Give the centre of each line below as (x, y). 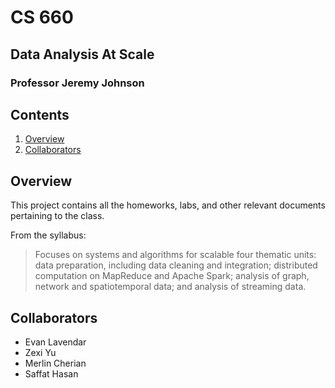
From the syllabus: (48, 235)
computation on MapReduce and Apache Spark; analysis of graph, (172, 276)
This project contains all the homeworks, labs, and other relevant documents (168, 205)
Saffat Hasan (51, 373)
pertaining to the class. (57, 216)
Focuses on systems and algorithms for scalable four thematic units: (175, 255)
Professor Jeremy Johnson (77, 83)
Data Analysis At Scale (82, 54)
